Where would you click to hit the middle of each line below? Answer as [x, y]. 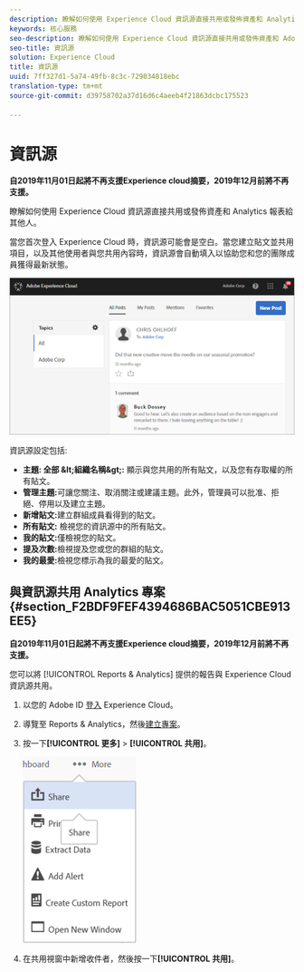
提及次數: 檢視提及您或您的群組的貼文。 [95, 549]
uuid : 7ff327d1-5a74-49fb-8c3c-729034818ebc [95, 77]
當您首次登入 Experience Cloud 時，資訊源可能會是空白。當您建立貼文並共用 [152, 242]
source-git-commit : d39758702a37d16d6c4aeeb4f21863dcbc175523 [129, 95]
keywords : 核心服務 [43, 29]
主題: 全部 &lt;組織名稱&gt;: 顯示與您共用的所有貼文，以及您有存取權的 [154, 470]
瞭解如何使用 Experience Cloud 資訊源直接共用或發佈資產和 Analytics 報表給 [152, 211]
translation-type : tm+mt [56, 86]
